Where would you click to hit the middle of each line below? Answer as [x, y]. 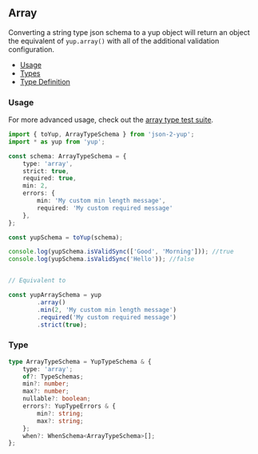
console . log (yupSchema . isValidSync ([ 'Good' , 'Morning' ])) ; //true [121, 252]
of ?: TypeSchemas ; [53, 377]
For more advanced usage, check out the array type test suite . [111, 120]
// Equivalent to [37, 281]
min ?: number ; [46, 384]
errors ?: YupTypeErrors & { [69, 406]
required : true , [50, 179]
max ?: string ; [60, 421]
